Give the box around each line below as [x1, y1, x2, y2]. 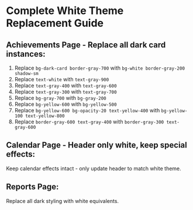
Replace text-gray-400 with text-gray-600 [14, 82, 117, 89]
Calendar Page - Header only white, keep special [6, 140, 187, 150]
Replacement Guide [6, 16, 104, 30]
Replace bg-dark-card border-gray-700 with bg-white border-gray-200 [14, 64, 185, 71]
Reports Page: [6, 182, 59, 192]
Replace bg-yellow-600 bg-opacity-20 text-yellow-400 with [14, 107, 160, 113]
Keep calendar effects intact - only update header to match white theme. [6, 165, 181, 172]
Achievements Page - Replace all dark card [6, 40, 166, 50]
